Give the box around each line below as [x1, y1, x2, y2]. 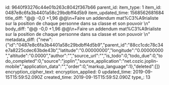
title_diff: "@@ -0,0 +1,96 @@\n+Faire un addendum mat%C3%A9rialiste [5, 15, 159, 21]
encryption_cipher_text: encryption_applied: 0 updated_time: [5, 69, 132, 75]
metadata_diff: [5, 36, 36, 42]
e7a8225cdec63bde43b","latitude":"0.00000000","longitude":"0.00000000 [5, 48, 164, 53]
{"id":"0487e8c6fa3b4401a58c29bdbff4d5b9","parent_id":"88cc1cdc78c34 [5, 42, 163, 48]
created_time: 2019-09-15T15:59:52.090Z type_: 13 [44, 74, 151, 80]
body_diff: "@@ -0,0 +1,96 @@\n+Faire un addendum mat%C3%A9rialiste [5, 26, 161, 32]
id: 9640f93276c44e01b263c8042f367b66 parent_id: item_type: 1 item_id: [5, 5, 161, 10]
